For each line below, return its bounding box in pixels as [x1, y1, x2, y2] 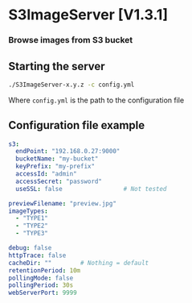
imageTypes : [8, 207, 48, 215]
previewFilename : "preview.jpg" [8, 199, 116, 207]
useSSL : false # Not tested [15, 185, 167, 193]
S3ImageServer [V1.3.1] [8, 6, 169, 24]
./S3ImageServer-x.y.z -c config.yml [8, 81, 135, 89]
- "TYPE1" [15, 214, 48, 222]
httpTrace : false [8, 251, 67, 259]
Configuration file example [8, 118, 145, 132]
